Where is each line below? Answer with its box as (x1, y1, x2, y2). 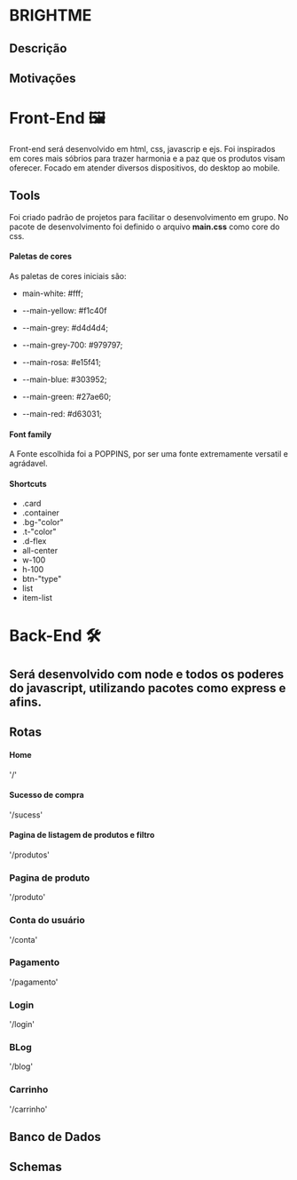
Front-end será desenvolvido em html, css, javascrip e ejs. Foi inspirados (9, 143, 276, 154)
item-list (21, 593, 53, 603)
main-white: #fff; (21, 288, 84, 299)
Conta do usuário (9, 914, 86, 927)
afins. (9, 694, 43, 709)
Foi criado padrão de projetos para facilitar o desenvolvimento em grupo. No (9, 211, 289, 222)
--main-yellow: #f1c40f (21, 305, 107, 315)
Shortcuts (9, 478, 47, 489)
